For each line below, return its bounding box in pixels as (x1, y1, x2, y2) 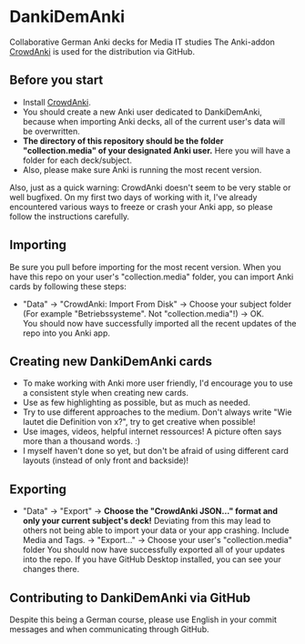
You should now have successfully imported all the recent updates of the (22, 317, 297, 328)
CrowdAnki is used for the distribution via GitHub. (9, 45, 196, 56)
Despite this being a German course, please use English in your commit (9, 614, 278, 625)
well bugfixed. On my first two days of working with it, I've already (9, 191, 258, 202)
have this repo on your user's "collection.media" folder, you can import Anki (9, 271, 294, 282)
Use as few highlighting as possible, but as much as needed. (22, 397, 250, 408)
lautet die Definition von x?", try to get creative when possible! (22, 417, 257, 428)
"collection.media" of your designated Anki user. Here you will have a (22, 145, 291, 156)
